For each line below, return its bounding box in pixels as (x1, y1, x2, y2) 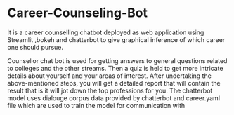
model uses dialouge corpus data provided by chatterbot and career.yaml (7, 93, 220, 102)
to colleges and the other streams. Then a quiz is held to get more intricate (7, 64, 223, 72)
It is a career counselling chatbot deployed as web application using (7, 28, 204, 36)
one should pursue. (7, 43, 63, 51)
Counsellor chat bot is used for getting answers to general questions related (7, 56, 228, 65)
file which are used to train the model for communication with (7, 101, 186, 109)
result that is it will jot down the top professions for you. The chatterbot (7, 86, 213, 95)
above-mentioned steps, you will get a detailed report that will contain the (7, 79, 221, 87)
